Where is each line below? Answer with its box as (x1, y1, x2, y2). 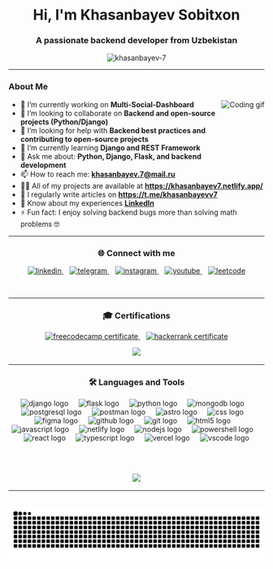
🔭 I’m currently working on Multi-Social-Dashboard (19, 99, 195, 109)
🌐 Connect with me (97, 247, 175, 258)
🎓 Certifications (102, 311, 171, 321)
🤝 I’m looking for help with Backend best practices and (19, 125, 206, 135)
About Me (8, 81, 49, 93)
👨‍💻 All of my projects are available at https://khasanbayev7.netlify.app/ (19, 180, 264, 190)
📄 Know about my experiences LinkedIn (19, 198, 154, 208)
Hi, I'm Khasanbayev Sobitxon (32, 6, 240, 24)
